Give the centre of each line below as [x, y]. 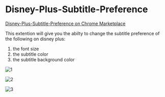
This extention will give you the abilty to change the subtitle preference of [82, 33]
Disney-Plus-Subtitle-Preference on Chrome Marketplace [65, 23]
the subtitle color [30, 54]
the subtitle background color [44, 59]
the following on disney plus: [35, 39]
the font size [26, 48]
